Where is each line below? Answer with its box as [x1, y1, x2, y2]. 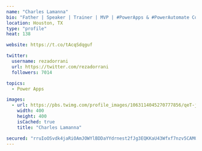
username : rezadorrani [11, 58, 69, 64]
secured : [6, 135, 28, 141]
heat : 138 [6, 31, 31, 37]
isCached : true [17, 119, 55, 125]
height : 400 [17, 113, 47, 119]
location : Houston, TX [6, 20, 63, 26]
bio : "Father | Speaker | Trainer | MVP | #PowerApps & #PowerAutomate [6, 14, 189, 20]
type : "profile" [6, 25, 47, 32]
